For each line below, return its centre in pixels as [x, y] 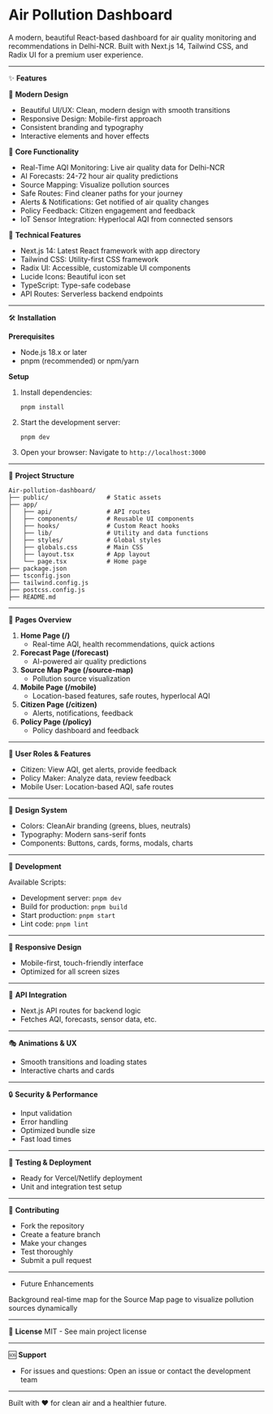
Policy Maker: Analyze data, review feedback [95, 778]
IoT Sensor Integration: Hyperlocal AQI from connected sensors [126, 219]
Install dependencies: [56, 392]
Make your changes [53, 1243]
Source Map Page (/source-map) [77, 670]
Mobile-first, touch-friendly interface [82, 962]
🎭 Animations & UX [43, 1043]
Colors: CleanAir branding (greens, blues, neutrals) [105, 825]
